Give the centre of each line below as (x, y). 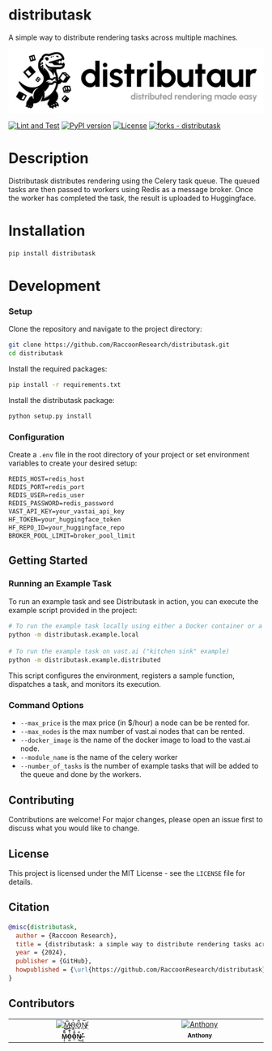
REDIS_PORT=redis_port (47, 487)
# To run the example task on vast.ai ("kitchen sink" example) (119, 652)
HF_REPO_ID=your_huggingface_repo (67, 528)
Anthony (200, 1036)
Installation (47, 231)
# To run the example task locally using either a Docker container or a (136, 626)
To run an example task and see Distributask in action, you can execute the (134, 601)
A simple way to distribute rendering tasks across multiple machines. (123, 37)
